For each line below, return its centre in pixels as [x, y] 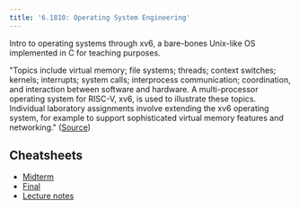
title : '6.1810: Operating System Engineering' [100, 17]
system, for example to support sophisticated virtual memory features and [147, 118]
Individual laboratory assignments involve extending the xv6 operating [139, 108]
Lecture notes [48, 196]
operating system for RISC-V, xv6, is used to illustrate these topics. [133, 99]
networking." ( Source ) [50, 127]
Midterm [38, 177]
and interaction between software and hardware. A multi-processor [134, 89]
